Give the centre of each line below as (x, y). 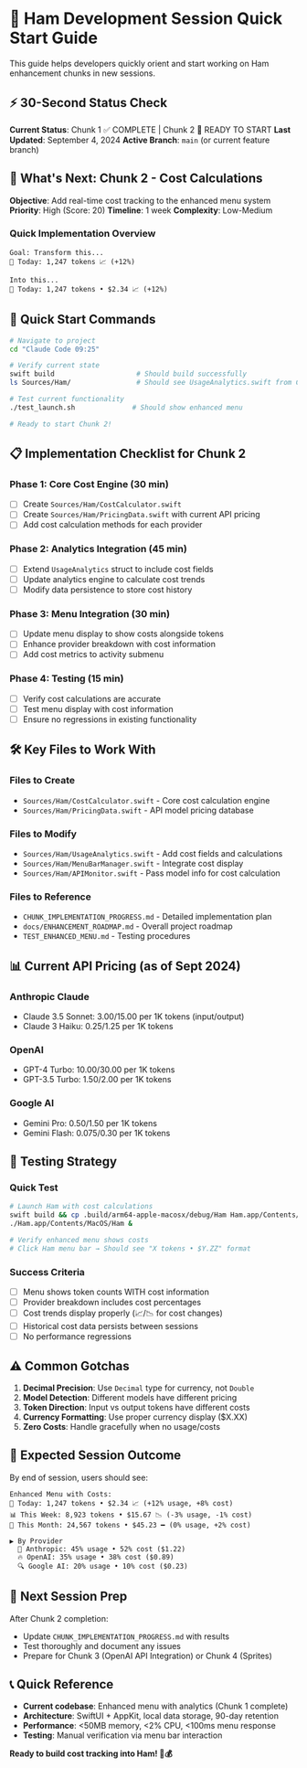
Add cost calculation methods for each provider (112, 525)
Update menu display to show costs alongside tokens (123, 634)
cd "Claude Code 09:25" (55, 349)
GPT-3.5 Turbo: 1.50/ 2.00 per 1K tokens (97, 1080)
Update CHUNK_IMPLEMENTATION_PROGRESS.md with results (126, 1636)
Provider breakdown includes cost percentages (112, 1302)
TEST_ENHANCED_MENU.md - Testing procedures (106, 936)
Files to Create (42, 781)
